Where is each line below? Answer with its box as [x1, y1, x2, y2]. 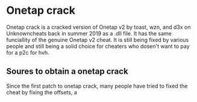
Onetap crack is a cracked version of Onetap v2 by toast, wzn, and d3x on [6, 23, 191, 31]
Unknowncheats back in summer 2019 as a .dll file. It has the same [6, 29, 172, 37]
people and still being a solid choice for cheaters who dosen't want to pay [6, 43, 190, 50]
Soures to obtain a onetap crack [6, 67, 128, 77]
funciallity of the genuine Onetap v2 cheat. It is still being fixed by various [6, 36, 189, 43]
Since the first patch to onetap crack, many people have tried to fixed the [6, 82, 188, 89]
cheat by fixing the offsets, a [6, 88, 77, 96]
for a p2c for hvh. [6, 49, 49, 56]
